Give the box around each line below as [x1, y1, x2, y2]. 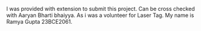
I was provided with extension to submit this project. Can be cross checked [6, 5, 195, 12]
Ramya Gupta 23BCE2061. [6, 18, 72, 25]
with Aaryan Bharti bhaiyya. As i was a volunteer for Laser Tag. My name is [6, 12, 194, 19]
